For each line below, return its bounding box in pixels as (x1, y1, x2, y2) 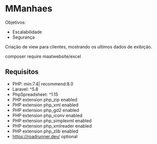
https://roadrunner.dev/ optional (12, 133, 78, 139)
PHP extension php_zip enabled (12, 96, 78, 102)
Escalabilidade (12, 29, 42, 35)
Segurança (12, 34, 35, 40)
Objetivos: (5, 19, 26, 25)
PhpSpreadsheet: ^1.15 (12, 91, 58, 97)
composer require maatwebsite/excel (5, 53, 81, 59)
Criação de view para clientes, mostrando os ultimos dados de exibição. (5, 44, 153, 49)
